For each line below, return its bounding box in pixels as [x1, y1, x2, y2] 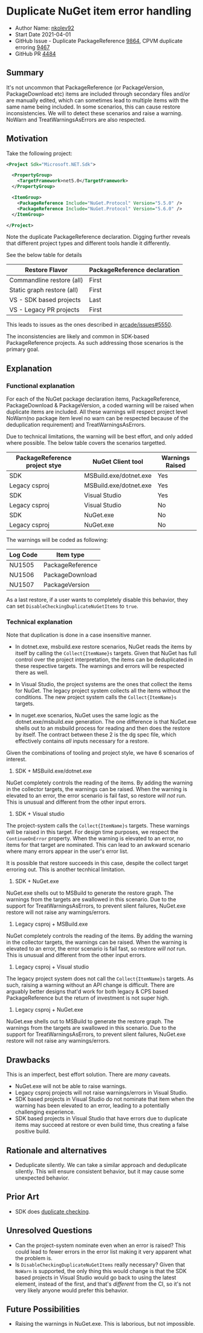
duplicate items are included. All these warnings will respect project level [6, 408, 188, 416]
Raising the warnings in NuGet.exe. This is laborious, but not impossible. [14, 1320, 195, 1328]
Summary [6, 68, 44, 78]
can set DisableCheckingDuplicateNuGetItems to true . [6, 603, 139, 610]
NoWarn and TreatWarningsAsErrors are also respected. [6, 116, 146, 123]
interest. [6, 756, 27, 763]
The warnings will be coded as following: [6, 536, 108, 544]
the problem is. [14, 1254, 53, 1261]
